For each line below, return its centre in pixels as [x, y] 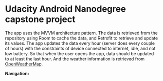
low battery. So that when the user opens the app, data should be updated [80, 53]
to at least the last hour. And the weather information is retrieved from [75, 59]
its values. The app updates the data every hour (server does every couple [80, 43]
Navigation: [17, 73]
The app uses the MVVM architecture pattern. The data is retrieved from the [81, 33]
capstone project [40, 19]
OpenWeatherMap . [24, 64]
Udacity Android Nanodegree [65, 9]
